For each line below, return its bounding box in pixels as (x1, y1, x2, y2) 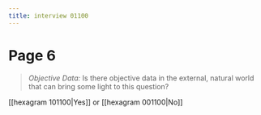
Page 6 (8, 46, 57, 64)
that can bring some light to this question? (28, 81, 169, 91)
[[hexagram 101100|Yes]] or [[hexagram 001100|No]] (8, 97, 183, 107)
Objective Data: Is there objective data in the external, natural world (28, 73, 255, 83)
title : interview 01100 (8, 11, 89, 20)
